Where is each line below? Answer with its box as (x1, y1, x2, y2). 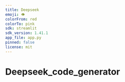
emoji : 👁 (5, 12, 25, 17)
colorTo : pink (5, 21, 35, 26)
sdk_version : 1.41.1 (5, 30, 49, 35)
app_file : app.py (5, 35, 42, 40)
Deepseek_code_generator (5, 66, 120, 77)
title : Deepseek (5, 7, 39, 12)
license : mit (5, 44, 33, 49)
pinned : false (5, 40, 35, 45)
